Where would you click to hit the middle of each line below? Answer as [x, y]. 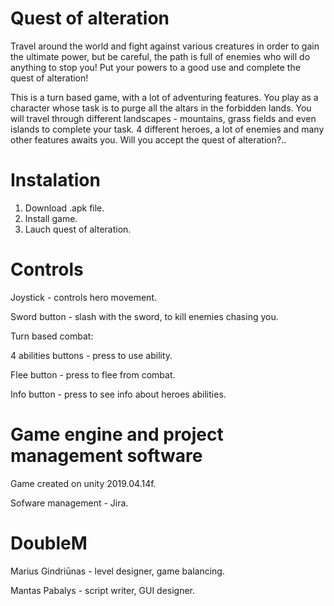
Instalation [55, 180]
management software [106, 456]
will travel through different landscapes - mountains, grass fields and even [163, 118]
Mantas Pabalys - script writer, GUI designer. [103, 590]
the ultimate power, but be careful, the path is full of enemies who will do [160, 56]
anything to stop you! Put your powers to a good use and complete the [155, 67]
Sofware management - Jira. [69, 503]
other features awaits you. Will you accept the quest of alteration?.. [148, 139]
